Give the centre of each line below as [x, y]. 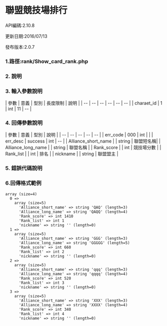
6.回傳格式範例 [23, 183]
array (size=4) [21, 194]
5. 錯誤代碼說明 [24, 168]
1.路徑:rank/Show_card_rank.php [47, 61]
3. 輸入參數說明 [24, 91]
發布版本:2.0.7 [20, 47]
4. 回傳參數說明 [24, 123]
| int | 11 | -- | [18, 109]
